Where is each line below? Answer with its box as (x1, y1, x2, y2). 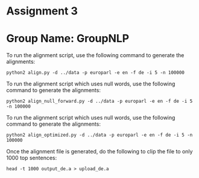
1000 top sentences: (6, 155, 57, 162)
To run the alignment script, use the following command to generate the (6, 52, 185, 59)
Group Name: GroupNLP (6, 32, 130, 46)
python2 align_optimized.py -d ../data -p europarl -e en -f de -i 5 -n (6, 132, 193, 138)
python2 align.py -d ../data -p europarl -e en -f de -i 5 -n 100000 (6, 70, 185, 76)
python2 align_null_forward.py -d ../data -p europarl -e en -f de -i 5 (6, 98, 193, 105)
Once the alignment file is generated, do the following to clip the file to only (6, 148, 193, 155)
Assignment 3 (6, 4, 78, 18)
